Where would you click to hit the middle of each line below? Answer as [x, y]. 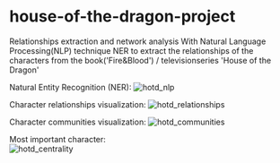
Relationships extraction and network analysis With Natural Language [138, 41]
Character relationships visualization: [78, 104]
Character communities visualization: [78, 122]
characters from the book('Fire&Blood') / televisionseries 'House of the [140, 60]
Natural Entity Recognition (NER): [70, 87]
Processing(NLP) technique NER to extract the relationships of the [131, 50]
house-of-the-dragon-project [122, 17]
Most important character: [57, 139]
